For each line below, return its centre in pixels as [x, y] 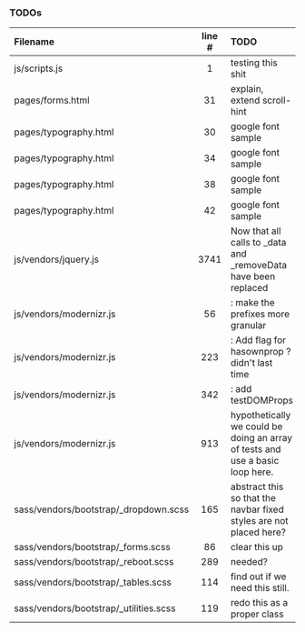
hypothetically [261, 416]
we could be [256, 426]
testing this [254, 63]
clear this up [257, 547]
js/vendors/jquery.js [57, 259]
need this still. [260, 588]
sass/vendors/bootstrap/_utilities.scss [95, 608]
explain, [247, 89]
